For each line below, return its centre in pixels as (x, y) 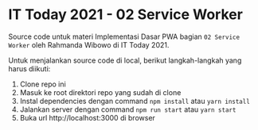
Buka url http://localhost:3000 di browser (87, 117)
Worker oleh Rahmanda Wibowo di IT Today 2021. (89, 44)
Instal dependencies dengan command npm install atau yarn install (135, 101)
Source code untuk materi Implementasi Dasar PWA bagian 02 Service (124, 36)
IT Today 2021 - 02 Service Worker (125, 15)
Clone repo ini (43, 84)
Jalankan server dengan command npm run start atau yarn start (128, 109)
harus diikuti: (29, 68)
